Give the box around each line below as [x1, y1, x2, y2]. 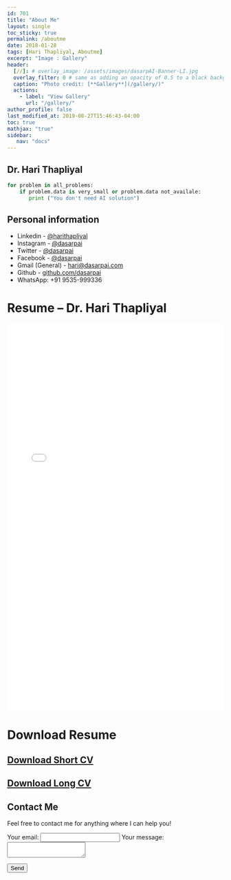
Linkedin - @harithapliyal [16, 232, 88, 240]
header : [7, 61, 30, 68]
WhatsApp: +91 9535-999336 [16, 276, 102, 284]
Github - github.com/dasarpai [16, 269, 102, 277]
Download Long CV [7, 777, 91, 789]
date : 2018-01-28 [7, 42, 57, 49]
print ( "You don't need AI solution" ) [28, 194, 140, 202]
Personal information [7, 213, 100, 225]
